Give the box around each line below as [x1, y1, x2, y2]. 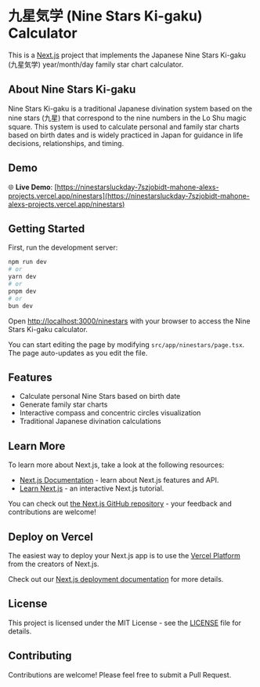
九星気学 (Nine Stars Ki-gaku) [8, 7, 203, 25]
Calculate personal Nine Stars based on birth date [19, 392, 181, 401]
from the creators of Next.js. [8, 559, 99, 568]
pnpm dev [8, 287, 37, 295]
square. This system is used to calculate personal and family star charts [8, 122, 240, 131]
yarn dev [8, 272, 37, 281]
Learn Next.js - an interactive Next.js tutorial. [19, 484, 164, 493]
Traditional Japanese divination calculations [19, 417, 162, 426]
